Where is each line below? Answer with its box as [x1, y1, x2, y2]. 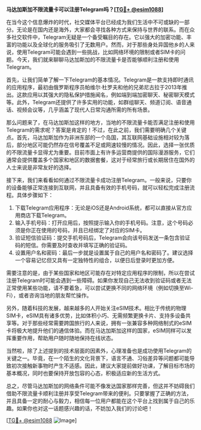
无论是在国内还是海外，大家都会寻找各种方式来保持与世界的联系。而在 [16, 26, 190, 33]
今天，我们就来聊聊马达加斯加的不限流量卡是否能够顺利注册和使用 [16, 56, 179, 63]
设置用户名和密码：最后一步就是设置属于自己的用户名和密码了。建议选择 [14, 249, 193, 256]
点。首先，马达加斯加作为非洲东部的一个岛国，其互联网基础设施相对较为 [6, 134, 184, 141]
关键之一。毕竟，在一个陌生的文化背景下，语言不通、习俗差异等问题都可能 [6, 355, 190, 362]
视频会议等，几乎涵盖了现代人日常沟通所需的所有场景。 [16, 106, 153, 113]
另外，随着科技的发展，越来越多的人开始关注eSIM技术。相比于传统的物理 [6, 305, 187, 311]
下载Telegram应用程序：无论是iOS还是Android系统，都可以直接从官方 [14, 204, 187, 211]
